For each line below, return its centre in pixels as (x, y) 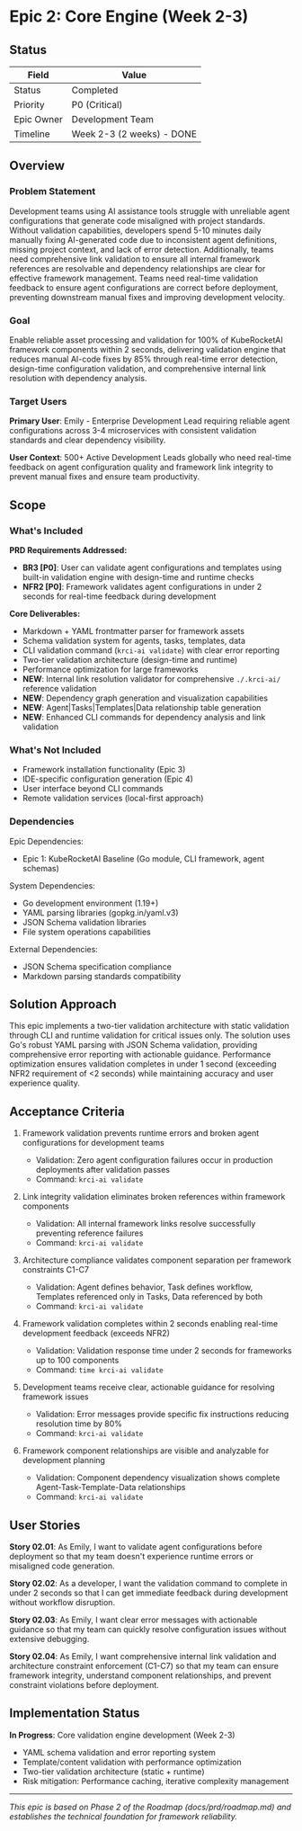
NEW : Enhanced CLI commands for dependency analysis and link (144, 717)
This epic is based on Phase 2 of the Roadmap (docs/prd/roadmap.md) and (151, 1807)
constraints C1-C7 (56, 1270)
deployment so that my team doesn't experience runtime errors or (132, 1556)
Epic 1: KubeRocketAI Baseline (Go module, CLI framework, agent (143, 858)
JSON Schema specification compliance (97, 966)
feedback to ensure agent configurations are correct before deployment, (144, 287)
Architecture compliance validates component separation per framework (157, 1260)
